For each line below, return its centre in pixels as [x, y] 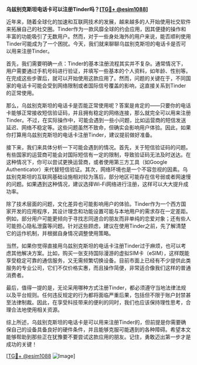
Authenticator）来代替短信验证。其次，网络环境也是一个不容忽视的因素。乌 [97, 169]
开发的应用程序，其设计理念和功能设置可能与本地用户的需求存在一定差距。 [101, 211]
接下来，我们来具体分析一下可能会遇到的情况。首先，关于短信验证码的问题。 [98, 147]
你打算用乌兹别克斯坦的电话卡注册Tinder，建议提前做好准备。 [81, 135]
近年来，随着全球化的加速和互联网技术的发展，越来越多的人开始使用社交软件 [98, 22]
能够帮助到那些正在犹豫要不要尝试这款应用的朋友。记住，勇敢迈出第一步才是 [98, 337]
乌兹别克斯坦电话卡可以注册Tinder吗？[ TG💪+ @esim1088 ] [77, 9]
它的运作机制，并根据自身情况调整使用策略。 [60, 233]
